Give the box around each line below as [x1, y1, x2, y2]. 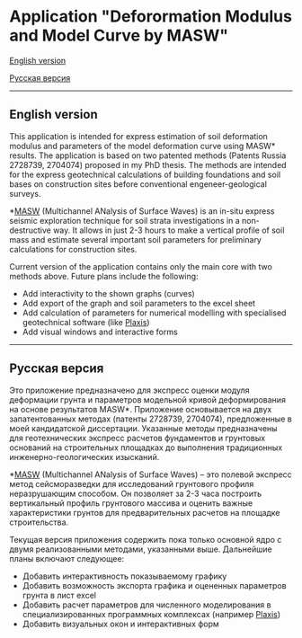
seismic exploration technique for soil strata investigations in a [9, 215, 240, 226]
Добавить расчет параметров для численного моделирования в [22, 599, 271, 610]
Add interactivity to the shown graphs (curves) [22, 288, 195, 298]
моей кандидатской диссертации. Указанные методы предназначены [9, 422, 278, 433]
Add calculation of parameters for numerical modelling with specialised [22, 307, 287, 318]
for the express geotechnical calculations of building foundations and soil [9, 169, 281, 180]
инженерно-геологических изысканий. [9, 451, 160, 462]
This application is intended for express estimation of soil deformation [9, 130, 268, 141]
